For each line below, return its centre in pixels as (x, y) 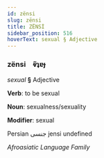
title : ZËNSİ (26, 26)
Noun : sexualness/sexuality (47, 107)
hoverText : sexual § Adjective (52, 40)
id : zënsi (21, 14)
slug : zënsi (24, 20)
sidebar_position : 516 (40, 33)
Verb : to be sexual (34, 93)
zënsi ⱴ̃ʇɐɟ (27, 65)
